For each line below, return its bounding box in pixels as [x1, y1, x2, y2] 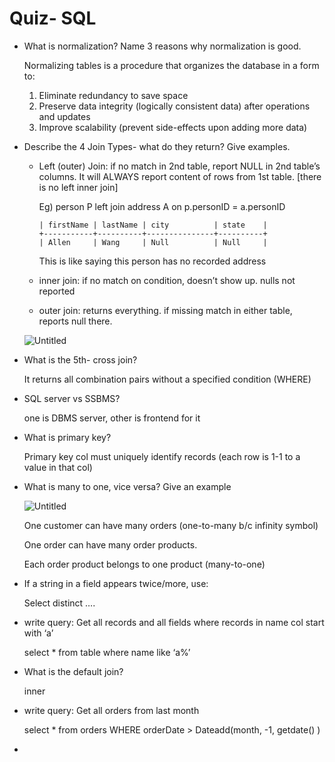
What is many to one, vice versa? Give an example [23, 480, 232, 492]
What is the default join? [23, 665, 124, 677]
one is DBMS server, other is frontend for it [23, 412, 201, 424]
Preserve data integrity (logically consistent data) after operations [38, 100, 311, 112]
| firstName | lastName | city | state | [38, 220, 268, 230]
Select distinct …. [23, 597, 96, 609]
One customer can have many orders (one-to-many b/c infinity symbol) [23, 519, 319, 531]
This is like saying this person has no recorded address [38, 255, 267, 267]
